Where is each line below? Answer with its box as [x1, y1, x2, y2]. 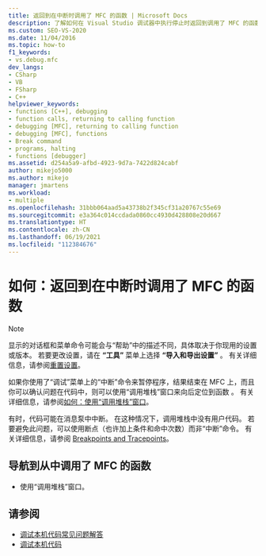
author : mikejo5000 [8, 167, 73, 175]
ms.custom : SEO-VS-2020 [8, 26, 87, 34]
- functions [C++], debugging [8, 108, 108, 116]
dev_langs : [8, 64, 44, 71]
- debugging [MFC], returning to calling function [8, 122, 179, 130]
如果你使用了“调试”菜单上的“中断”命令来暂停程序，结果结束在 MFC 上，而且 [8, 376, 255, 386]
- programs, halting [8, 145, 77, 153]
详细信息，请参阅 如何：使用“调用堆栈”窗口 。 [8, 396, 154, 406]
